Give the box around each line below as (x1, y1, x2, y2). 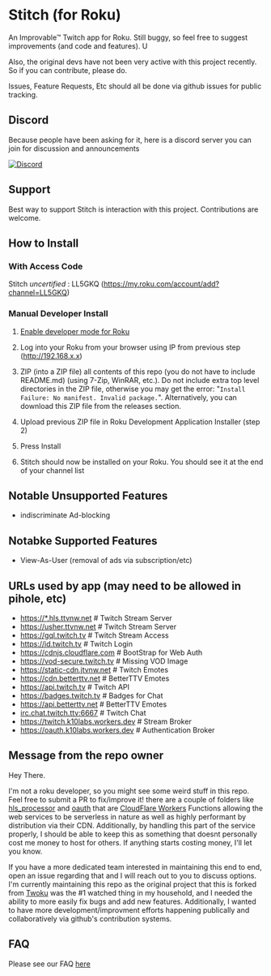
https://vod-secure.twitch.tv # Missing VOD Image (19, 656, 188, 666)
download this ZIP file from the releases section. (19, 401, 182, 411)
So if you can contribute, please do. (8, 65, 128, 75)
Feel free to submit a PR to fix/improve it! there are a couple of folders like (8, 794, 255, 804)
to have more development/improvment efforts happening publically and (8, 905, 250, 914)
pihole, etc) (8, 591, 67, 605)
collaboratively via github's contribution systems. (8, 914, 172, 923)
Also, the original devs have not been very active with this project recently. (8, 57, 257, 67)
